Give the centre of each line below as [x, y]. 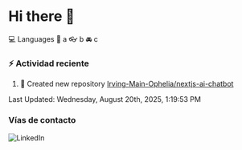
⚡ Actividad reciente [49, 63]
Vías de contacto [42, 120]
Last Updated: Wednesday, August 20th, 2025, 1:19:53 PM [105, 99]
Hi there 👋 [41, 16]
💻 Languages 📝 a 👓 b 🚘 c [53, 39]
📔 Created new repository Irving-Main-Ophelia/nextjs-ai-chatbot [127, 84]
